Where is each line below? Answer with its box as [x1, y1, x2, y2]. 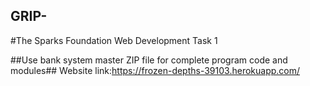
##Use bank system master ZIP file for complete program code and [10, 54, 288, 66]
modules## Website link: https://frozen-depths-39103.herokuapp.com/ [10, 64, 301, 76]
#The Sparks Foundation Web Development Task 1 [10, 34, 218, 46]
